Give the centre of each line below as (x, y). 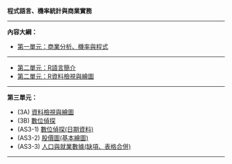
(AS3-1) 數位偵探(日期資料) (55, 129)
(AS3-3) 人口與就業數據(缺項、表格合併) (74, 146)
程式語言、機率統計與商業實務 (49, 11)
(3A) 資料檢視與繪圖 (46, 112)
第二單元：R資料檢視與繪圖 (56, 76)
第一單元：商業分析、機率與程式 (62, 47)
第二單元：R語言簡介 (46, 68)
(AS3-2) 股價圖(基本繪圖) (52, 138)
